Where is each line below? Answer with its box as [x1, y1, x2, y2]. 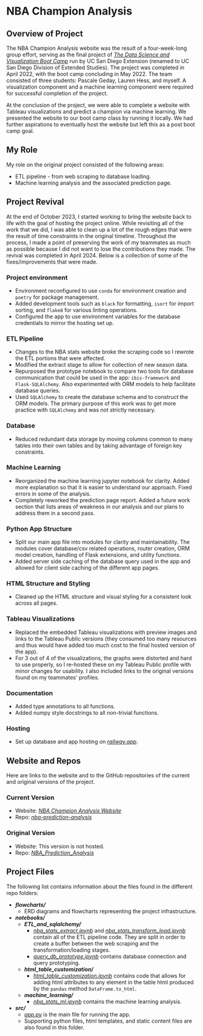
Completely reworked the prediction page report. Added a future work [15, 496, 190, 503]
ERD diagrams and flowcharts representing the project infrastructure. [24, 907, 197, 915]
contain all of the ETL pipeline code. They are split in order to [33, 933, 186, 941]
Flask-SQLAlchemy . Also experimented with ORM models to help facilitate [15, 381, 196, 388]
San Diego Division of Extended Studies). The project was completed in [6, 64, 185, 71]
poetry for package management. [15, 293, 99, 301]
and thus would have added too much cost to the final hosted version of [15, 641, 195, 649]
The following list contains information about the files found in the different [6, 882, 193, 890]
